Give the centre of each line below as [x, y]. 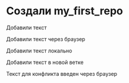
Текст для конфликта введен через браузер [62, 73]
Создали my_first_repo [64, 11]
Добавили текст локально [39, 50]
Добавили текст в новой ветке [45, 62]
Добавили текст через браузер [46, 39]
